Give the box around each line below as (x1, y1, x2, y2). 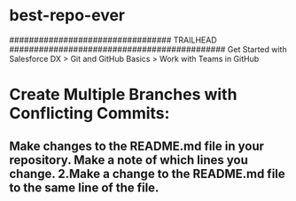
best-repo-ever (9, 5, 126, 26)
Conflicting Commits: (9, 104, 170, 124)
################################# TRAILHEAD (9, 35, 217, 45)
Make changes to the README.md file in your (9, 138, 264, 153)
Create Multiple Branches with (9, 85, 238, 104)
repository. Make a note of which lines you (9, 152, 248, 167)
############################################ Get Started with (9, 43, 287, 54)
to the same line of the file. (9, 180, 160, 195)
